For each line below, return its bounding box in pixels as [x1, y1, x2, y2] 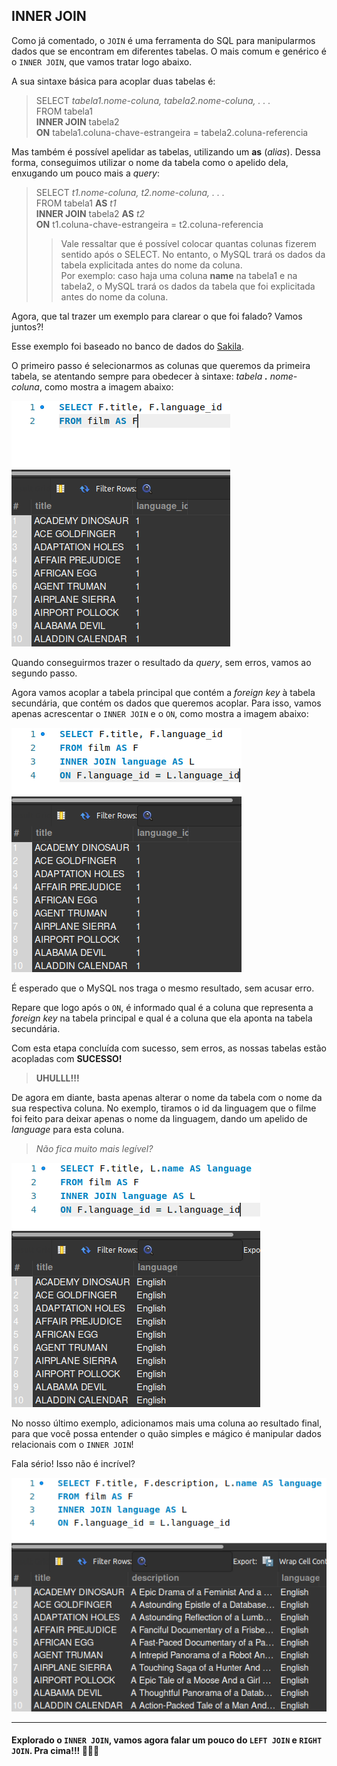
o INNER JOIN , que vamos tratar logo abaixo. [11, 55, 193, 68]
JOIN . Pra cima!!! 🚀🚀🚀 [11, 1745, 100, 1757]
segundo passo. [11, 667, 78, 679]
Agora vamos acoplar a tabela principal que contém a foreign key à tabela [11, 686, 316, 698]
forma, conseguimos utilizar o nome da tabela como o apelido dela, [11, 156, 289, 168]
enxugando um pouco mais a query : [11, 167, 161, 179]
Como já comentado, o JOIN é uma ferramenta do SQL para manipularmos [11, 34, 316, 46]
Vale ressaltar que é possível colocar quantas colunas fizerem [60, 237, 317, 249]
